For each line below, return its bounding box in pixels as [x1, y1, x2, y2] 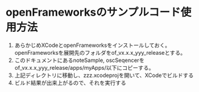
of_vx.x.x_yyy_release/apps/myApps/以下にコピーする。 [14, 64, 154, 71]
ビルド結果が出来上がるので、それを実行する [14, 79, 127, 86]
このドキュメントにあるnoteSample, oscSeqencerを [14, 57, 145, 64]
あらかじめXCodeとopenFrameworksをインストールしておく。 [14, 41, 170, 49]
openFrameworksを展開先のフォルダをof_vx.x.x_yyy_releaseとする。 [14, 49, 186, 56]
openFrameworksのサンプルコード [5, 5, 181, 19]
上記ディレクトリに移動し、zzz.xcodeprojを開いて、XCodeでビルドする [14, 72, 194, 79]
